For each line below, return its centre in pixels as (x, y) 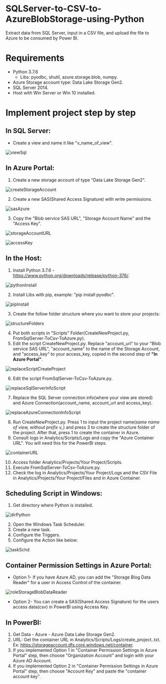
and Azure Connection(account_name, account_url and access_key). (83, 403)
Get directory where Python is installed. (53, 505)
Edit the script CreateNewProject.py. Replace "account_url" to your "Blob (87, 343)
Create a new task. (32, 530)
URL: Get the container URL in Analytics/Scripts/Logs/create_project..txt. (86, 639)
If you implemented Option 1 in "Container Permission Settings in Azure (85, 650)
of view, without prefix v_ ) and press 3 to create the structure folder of (84, 427)
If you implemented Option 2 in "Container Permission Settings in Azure (85, 666)
